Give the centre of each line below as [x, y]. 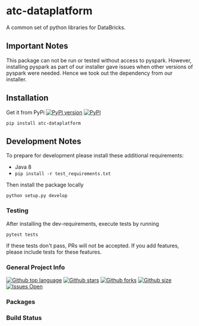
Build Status [24, 318]
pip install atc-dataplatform [44, 123]
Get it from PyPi [26, 112]
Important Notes [37, 46]
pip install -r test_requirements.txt [63, 174]
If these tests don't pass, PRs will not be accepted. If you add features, [93, 245]
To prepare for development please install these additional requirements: [95, 156]
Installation [27, 98]
